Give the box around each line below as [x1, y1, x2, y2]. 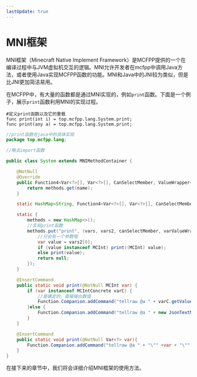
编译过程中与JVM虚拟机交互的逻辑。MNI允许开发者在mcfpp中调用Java [6, 63, 178, 70]
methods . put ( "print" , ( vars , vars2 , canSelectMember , [27, 228, 161, 234]
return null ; [37, 255, 69, 261]
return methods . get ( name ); [27, 185, 93, 191]
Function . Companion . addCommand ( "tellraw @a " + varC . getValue [37, 299, 193, 305]
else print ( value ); [37, 250, 85, 256]
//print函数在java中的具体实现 [6, 132, 74, 137]
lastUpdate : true [6, 8, 49, 15]
